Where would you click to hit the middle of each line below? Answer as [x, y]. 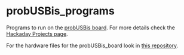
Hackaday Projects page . [37, 33]
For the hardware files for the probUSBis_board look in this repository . [92, 45]
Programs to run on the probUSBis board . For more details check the [91, 27]
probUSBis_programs [60, 11]
